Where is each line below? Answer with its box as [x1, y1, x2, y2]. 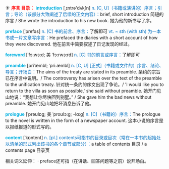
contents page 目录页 [5, 147, 50, 153]
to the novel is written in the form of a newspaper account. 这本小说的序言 [5, 117, 159, 123]
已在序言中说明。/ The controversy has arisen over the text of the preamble [5, 75, 162, 81]
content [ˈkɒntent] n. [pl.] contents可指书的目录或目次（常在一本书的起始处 [5, 135, 161, 141]
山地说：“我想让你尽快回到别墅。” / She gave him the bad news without [5, 94, 152, 100]
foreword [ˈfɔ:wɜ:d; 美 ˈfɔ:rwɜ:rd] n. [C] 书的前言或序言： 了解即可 [5, 52, 140, 58]
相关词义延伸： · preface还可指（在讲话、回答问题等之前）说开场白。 [5, 158, 149, 164]
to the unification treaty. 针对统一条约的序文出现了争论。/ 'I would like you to [5, 81, 164, 88]
